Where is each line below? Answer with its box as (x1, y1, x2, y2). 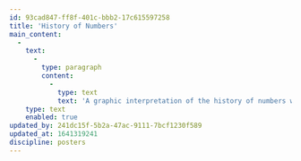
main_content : (9, 30, 63, 38)
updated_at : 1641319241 (9, 130, 99, 139)
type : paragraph (41, 64, 102, 72)
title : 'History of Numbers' (9, 21, 118, 30)
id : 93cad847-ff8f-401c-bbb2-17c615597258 (9, 13, 170, 22)
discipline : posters (9, 138, 87, 147)
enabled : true (25, 113, 78, 122)
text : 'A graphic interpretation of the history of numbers (56, 96, 287, 106)
